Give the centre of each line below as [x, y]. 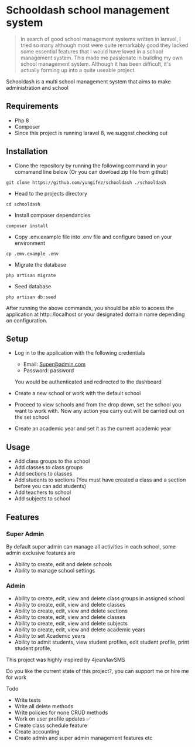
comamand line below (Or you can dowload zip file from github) [91, 171]
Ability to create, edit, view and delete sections [71, 611]
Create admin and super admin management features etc [83, 738]
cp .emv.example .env [32, 254]
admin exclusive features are [41, 553]
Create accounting [37, 732]
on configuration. [27, 320]
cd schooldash [23, 204]
